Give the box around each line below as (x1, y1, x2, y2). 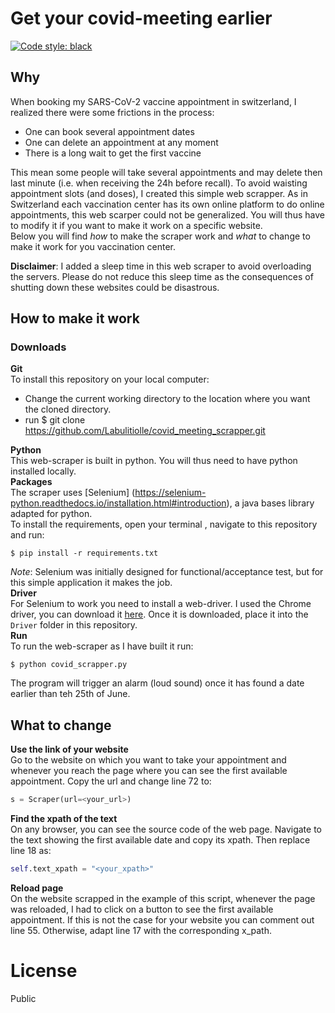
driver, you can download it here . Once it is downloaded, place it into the (10, 608, 309, 621)
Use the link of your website (10, 743, 129, 756)
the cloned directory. (24, 403, 112, 416)
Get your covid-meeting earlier (10, 7, 273, 30)
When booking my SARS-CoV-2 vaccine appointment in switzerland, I (10, 95, 297, 107)
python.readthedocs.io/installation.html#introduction (10, 497, 227, 509)
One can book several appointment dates (24, 125, 195, 137)
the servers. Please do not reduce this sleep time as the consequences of (10, 270, 314, 282)
